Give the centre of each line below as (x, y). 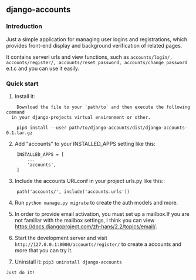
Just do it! (21, 272)
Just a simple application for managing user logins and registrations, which (97, 39)
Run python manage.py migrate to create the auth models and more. (96, 202)
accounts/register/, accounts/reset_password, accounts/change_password (97, 62)
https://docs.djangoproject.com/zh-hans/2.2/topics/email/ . (86, 226)
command (16, 112)
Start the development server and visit (61, 238)
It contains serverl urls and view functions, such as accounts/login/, (89, 57)
